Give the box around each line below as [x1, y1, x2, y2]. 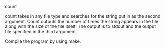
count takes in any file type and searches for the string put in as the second [5, 13, 161, 19]
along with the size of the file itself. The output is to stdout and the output [5, 24, 156, 29]
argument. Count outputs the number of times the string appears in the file [5, 19, 159, 24]
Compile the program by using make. [5, 38, 81, 44]
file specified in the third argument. [5, 29, 77, 34]
